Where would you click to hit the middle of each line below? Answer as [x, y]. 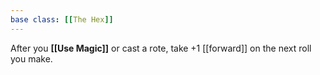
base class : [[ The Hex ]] [62, 19]
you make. [31, 58]
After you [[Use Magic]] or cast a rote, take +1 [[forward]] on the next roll [161, 48]
